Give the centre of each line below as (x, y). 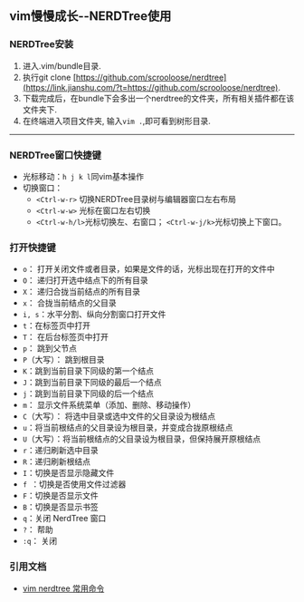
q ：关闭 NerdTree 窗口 (64, 519)
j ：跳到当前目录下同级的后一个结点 (88, 393)
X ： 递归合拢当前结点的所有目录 (81, 292)
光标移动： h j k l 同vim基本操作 (83, 176)
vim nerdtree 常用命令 (63, 588)
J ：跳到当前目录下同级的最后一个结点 (92, 383)
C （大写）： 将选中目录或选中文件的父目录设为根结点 (119, 416)
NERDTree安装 (42, 44)
